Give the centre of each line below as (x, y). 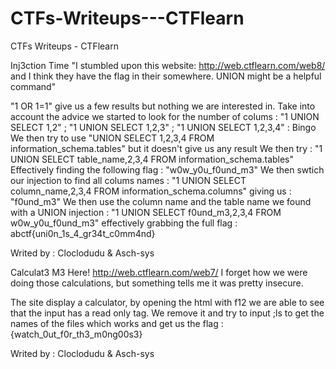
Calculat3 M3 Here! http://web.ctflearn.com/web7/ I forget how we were (159, 272)
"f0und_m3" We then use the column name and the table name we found (161, 201)
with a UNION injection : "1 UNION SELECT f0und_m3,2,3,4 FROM (146, 212)
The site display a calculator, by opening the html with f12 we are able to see (167, 302)
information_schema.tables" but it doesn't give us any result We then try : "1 (166, 148)
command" (33, 86)
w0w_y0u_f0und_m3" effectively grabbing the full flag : (124, 223)
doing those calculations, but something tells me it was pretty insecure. (157, 283)
